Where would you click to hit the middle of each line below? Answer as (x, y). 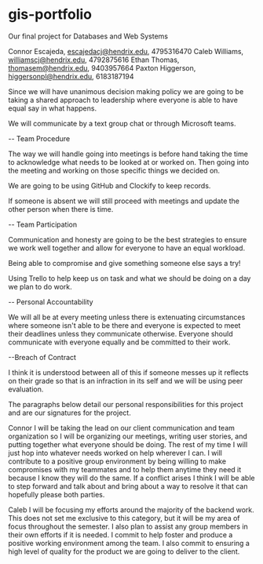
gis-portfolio (50, 15)
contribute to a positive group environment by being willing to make (117, 461)
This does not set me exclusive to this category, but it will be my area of (124, 518)
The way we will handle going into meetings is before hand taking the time (128, 154)
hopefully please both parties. (57, 494)
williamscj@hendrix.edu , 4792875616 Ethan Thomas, (94, 60)
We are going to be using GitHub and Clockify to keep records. (110, 185)
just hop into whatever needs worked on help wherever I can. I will (115, 453)
